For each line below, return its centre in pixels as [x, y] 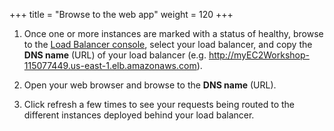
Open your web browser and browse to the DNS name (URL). [150, 85]
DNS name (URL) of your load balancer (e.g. [115, 55]
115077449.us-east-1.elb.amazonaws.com [110, 65]
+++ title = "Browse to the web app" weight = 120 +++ [121, 14]
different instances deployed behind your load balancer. [139, 115]
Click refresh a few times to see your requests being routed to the [159, 104]
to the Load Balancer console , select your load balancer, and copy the [168, 44]
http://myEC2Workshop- [259, 55]
